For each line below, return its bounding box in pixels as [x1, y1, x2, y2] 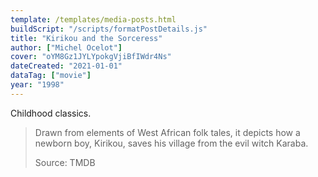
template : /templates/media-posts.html [10, 14, 177, 25]
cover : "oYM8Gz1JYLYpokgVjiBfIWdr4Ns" [10, 52, 172, 62]
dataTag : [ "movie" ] [10, 71, 92, 81]
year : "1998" [10, 80, 65, 90]
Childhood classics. [10, 107, 92, 119]
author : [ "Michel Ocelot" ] [10, 42, 123, 53]
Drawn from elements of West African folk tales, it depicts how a [34, 126, 301, 138]
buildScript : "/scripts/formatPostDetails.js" [10, 24, 208, 34]
